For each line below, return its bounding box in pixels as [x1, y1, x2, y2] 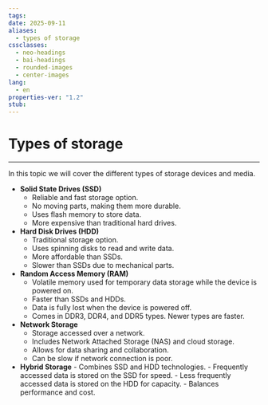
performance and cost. [19, 387, 96, 397]
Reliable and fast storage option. [31, 193, 139, 202]
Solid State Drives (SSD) [19, 184, 102, 194]
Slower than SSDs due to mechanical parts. [31, 261, 175, 270]
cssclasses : [8, 41, 48, 49]
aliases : [8, 26, 37, 34]
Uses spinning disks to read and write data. [31, 244, 175, 254]
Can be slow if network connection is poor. [31, 354, 173, 364]
